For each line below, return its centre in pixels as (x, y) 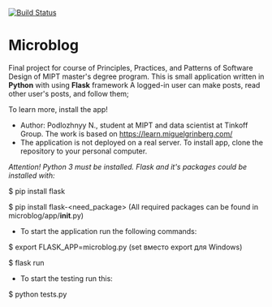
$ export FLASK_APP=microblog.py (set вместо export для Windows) (125, 247)
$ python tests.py (38, 294)
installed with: (32, 175)
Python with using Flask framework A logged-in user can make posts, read (134, 84)
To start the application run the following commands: (108, 231)
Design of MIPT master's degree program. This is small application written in (136, 76)
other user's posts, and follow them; (69, 93)
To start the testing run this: (67, 278)
